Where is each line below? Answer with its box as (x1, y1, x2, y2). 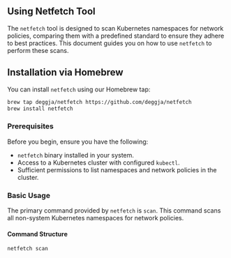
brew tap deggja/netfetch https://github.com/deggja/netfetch (7, 98, 192, 105)
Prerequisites (7, 121, 54, 131)
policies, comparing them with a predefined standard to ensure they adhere (7, 31, 225, 40)
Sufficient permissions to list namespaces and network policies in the (17, 165, 217, 174)
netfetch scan (7, 245, 49, 252)
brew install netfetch (7, 105, 73, 112)
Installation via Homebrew (7, 66, 124, 79)
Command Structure (7, 229, 68, 238)
